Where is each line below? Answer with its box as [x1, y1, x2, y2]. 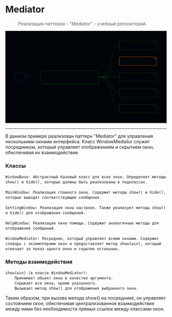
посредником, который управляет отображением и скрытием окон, [5, 144, 155, 150]
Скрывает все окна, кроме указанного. [14, 281, 97, 286]
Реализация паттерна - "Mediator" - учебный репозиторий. [17, 21, 147, 27]
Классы [5, 162, 26, 169]
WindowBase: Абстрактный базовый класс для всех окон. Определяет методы [5, 174, 166, 179]
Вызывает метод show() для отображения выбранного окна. [14, 286, 139, 291]
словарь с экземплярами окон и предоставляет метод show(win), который [5, 241, 161, 246]
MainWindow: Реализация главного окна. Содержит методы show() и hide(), [5, 190, 166, 195]
